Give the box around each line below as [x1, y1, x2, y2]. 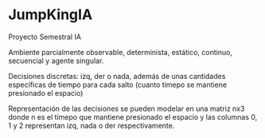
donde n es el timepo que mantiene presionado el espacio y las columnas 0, [8, 112, 258, 121]
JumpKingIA [8, 6, 93, 24]
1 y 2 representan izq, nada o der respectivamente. [8, 120, 175, 130]
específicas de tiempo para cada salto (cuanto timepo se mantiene [8, 80, 228, 89]
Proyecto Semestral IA [8, 32, 82, 41]
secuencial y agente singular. [8, 56, 104, 65]
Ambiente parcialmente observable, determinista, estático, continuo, [8, 47, 233, 57]
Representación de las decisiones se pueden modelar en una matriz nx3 [8, 104, 245, 113]
